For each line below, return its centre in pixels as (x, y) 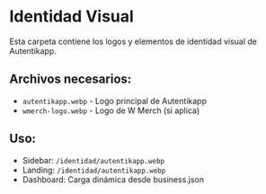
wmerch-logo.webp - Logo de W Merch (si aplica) (111, 110)
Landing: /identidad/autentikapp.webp (94, 170)
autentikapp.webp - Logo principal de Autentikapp (114, 101)
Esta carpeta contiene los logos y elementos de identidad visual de (133, 41)
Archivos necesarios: (71, 79)
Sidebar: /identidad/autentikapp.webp (93, 160)
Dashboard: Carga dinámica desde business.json (113, 179)
